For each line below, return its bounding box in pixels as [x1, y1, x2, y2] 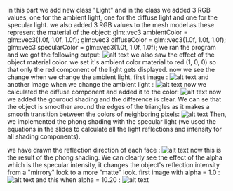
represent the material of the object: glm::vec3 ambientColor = [7, 28, 188, 36]
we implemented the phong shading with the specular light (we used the [7, 118, 216, 125]
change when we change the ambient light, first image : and [7, 73, 209, 81]
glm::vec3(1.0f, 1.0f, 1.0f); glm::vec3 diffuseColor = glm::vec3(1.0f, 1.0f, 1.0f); [7, 36, 227, 44]
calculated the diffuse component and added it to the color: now [7, 87, 222, 96]
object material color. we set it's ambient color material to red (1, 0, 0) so [7, 58, 216, 66]
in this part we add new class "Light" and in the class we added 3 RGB [7, 6, 211, 14]
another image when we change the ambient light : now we [7, 80, 207, 88]
